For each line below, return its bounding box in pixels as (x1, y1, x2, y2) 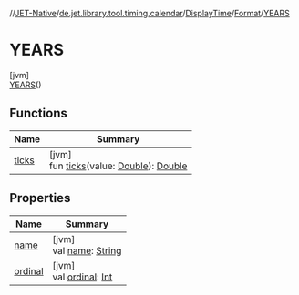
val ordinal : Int (52, 270, 113, 283)
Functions (9, 106, 68, 121)
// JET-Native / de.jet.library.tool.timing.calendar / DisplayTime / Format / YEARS (9, 8, 290, 18)
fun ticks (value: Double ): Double (48, 159, 188, 172)
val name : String (52, 244, 122, 257)
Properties (9, 190, 71, 206)
